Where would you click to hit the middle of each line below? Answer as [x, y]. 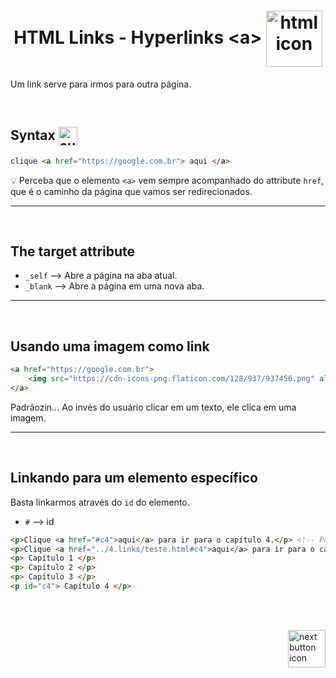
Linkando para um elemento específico [134, 478]
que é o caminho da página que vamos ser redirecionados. [131, 191]
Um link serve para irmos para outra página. [101, 84]
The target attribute [73, 251]
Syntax [33, 135]
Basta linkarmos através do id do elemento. [100, 502]
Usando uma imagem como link [110, 346]
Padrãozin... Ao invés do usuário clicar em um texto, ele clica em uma [153, 407]
